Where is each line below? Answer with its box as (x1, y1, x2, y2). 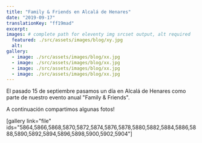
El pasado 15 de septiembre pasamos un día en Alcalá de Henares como (6, 87, 186, 95)
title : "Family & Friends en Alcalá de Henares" (6, 8, 131, 15)
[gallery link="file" (6, 118, 51, 125)
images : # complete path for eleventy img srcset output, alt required (6, 32, 191, 38)
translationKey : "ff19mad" (6, 20, 74, 26)
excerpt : (6, 25, 28, 32)
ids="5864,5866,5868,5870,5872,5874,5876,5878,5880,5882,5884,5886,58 (6, 124, 197, 131)
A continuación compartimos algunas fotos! (6, 105, 115, 113)
